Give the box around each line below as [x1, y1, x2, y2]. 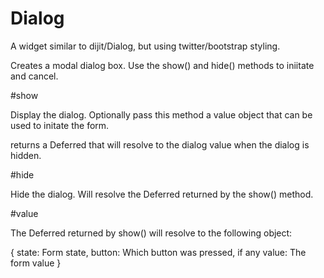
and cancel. [10, 70, 59, 82]
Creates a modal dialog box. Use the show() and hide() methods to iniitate [10, 59, 315, 71]
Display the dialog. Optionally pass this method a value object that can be [10, 108, 313, 121]
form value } [10, 257, 62, 269]
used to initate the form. [10, 119, 110, 131]
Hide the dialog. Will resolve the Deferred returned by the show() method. [10, 188, 314, 200]
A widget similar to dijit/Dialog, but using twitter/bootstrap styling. [10, 40, 281, 52]
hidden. [10, 149, 42, 161]
